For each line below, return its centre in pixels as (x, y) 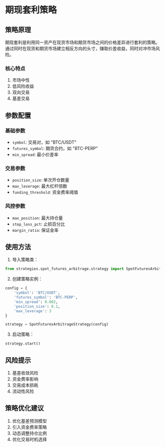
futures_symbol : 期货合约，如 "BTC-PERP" (55, 148)
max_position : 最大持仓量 (37, 218)
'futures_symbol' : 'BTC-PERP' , (46, 298)
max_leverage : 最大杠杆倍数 (40, 186)
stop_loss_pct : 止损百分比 (39, 224)
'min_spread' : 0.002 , (36, 302)
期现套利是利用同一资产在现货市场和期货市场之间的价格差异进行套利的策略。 (82, 42)
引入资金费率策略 (29, 427)
